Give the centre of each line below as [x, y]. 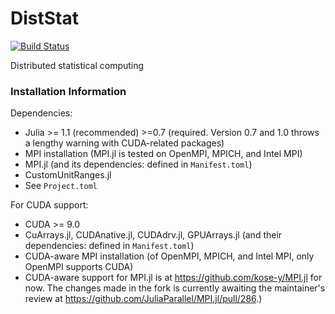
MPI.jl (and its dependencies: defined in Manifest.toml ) [138, 164]
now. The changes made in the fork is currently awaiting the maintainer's [175, 288]
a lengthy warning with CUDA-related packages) [124, 143]
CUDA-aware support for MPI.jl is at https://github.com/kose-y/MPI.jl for [173, 278]
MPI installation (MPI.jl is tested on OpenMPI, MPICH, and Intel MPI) [163, 154]
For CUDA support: [49, 205]
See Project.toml [61, 186]
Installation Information [68, 91]
